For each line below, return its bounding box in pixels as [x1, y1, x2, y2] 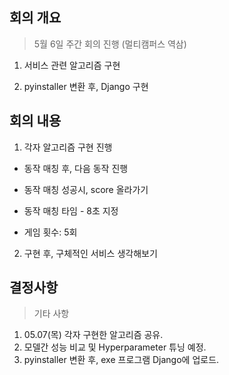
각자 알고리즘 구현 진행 [23, 141, 113, 153]
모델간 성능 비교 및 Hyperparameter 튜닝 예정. [23, 341, 207, 353]
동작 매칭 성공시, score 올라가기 [23, 183, 149, 195]
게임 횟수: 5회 [23, 226, 78, 238]
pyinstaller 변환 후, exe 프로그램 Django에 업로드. [23, 354, 220, 366]
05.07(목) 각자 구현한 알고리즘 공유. [23, 329, 164, 341]
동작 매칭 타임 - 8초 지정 [23, 204, 119, 217]
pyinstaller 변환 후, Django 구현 [23, 80, 149, 92]
